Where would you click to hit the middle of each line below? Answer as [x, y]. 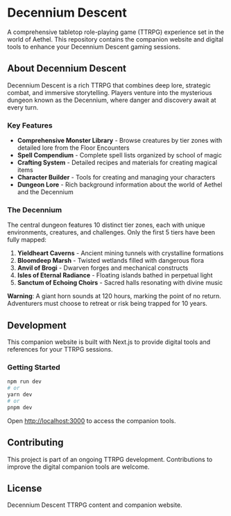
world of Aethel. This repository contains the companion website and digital [115, 39]
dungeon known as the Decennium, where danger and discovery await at [112, 100]
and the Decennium [45, 192]
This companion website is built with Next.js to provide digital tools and [109, 342]
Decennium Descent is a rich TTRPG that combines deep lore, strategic [109, 85]
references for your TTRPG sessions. [60, 350]
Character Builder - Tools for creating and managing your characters [116, 178]
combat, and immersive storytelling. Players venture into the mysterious [110, 92]
